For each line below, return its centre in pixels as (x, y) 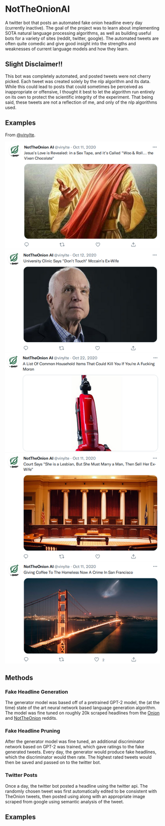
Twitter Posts (21, 775)
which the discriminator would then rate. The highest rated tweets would (79, 757)
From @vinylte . (20, 135)
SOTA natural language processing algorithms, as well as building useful (78, 33)
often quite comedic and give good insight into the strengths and (70, 43)
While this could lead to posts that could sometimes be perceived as (74, 87)
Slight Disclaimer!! (34, 64)
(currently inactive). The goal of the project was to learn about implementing (82, 28)
